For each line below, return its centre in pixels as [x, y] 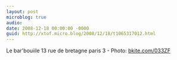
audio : [14, 23]
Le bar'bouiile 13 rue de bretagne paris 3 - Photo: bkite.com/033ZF [88, 50]
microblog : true [26, 17]
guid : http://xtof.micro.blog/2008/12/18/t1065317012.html [81, 34]
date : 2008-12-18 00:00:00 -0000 [48, 28]
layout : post [22, 12]
